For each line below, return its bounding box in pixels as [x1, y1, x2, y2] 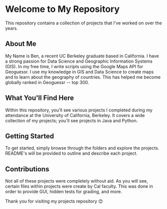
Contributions [5, 165, 49, 173]
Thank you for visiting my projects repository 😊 [5, 198, 103, 205]
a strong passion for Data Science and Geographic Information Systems [5, 58, 153, 64]
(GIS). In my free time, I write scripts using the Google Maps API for [5, 63, 144, 69]
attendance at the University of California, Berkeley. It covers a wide [5, 112, 145, 118]
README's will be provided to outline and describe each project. [5, 150, 138, 156]
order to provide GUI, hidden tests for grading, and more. [5, 189, 122, 195]
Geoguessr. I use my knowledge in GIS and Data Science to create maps [5, 69, 154, 75]
